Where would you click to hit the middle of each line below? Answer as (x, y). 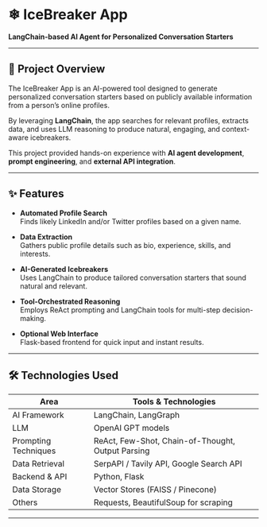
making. (33, 318)
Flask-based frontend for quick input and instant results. (112, 342)
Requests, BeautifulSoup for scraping (163, 502)
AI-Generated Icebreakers (64, 269)
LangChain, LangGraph (137, 415)
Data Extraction (46, 237)
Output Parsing (122, 451)
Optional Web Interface (59, 333)
